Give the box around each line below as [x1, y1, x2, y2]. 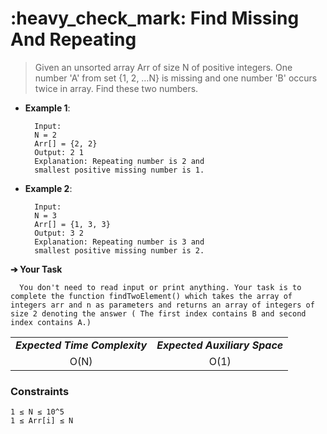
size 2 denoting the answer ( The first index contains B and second [10, 308, 307, 319]
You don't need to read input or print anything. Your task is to [19, 282, 302, 292]
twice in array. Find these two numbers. [34, 82, 199, 94]
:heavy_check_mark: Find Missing [10, 7, 300, 30]
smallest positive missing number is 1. [34, 165, 205, 175]
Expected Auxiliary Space [156, 338, 284, 352]
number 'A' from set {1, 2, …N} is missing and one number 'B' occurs [34, 72, 318, 84]
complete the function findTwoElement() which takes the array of [10, 291, 293, 301]
